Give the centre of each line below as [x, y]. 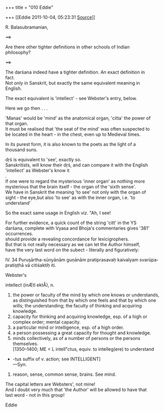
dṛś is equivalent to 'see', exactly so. [43, 160]
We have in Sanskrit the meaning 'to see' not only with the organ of [76, 192]
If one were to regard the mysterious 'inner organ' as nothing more [75, 181]
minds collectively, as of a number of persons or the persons [76, 338]
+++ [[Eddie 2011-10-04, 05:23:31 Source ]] [50, 17]
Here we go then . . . [27, 108]
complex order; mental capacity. [47, 322]
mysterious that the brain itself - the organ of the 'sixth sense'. [71, 187]
